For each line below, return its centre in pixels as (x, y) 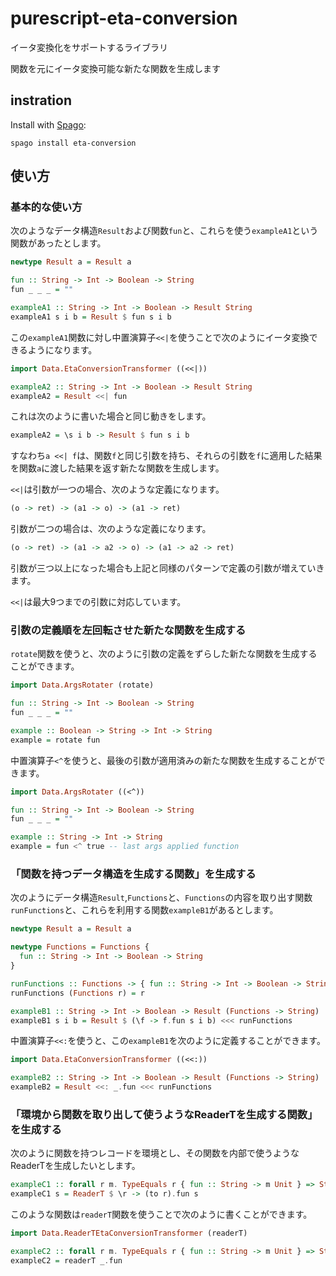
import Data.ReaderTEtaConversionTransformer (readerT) (129, 1233)
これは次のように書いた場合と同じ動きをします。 (111, 416)
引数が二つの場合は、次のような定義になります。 (111, 529)
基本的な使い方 (46, 207)
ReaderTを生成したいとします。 (75, 1166)
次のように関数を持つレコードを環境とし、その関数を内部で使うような (155, 1153)
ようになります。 (62, 349)
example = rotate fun (55, 740)
